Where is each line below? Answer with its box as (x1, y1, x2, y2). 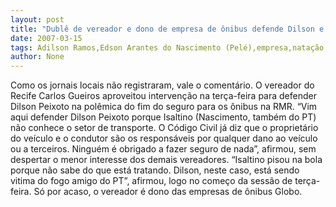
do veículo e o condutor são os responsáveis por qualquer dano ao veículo (10, 132, 318, 145)
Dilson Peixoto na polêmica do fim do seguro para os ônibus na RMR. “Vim (10, 101, 318, 113)
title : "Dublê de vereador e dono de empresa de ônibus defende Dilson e (10, 24, 325, 34)
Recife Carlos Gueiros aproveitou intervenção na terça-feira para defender (10, 90, 317, 102)
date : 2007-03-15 (10, 33, 83, 43)
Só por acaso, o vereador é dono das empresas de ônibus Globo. (33, 186, 303, 198)
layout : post (10, 14, 65, 25)
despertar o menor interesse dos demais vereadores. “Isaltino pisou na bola (10, 154, 323, 166)
